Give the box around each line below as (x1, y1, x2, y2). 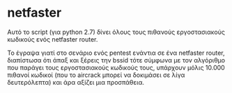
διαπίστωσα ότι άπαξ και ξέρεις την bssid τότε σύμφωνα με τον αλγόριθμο (7, 56, 225, 64)
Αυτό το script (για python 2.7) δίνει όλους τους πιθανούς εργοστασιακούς (7, 28, 225, 36)
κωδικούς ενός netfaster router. (7, 35, 98, 43)
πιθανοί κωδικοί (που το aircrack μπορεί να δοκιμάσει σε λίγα (7, 71, 185, 79)
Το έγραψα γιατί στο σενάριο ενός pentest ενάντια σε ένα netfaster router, (7, 49, 225, 57)
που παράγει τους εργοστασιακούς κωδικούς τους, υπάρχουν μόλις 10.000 (7, 63, 225, 71)
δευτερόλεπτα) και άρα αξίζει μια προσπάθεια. (7, 78, 145, 86)
